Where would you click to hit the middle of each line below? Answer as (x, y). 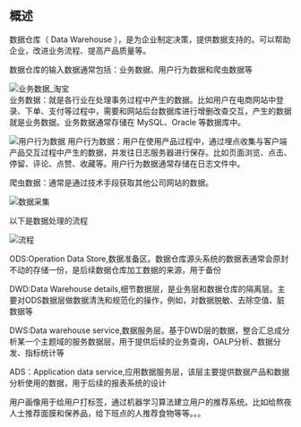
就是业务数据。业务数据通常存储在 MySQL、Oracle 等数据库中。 (128, 122)
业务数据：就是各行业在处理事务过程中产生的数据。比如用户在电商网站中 (142, 99)
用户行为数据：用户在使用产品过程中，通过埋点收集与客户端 (177, 141)
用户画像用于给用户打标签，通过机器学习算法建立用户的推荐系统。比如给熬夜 (150, 402)
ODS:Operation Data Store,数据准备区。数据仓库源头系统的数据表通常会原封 (149, 259)
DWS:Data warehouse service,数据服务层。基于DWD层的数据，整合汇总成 (146, 330)
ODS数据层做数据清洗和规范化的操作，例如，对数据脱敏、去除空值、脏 (155, 300)
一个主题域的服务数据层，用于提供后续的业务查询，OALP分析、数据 (149, 341)
